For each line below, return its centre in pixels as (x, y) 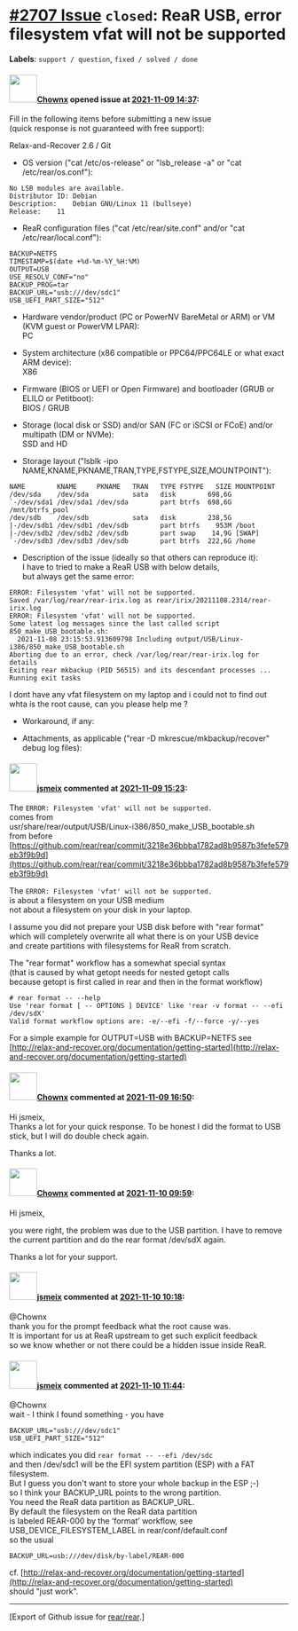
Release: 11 (37, 212)
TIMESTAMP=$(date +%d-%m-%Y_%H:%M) (75, 262)
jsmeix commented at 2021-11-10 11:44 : (111, 1385)
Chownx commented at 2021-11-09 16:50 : (116, 1097)
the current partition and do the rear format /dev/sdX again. (118, 1240)
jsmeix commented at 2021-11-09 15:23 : (112, 788)
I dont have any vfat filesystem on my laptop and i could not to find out (138, 695)
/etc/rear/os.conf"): (57, 172)
